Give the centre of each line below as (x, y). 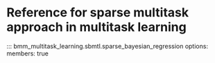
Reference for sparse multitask (97, 13)
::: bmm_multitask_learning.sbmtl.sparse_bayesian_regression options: (108, 46)
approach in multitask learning (96, 27)
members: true (28, 53)
